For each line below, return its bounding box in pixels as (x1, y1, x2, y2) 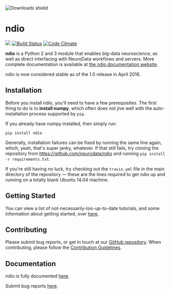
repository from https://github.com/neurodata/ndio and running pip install (5, 150, 165, 156)
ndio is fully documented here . (5, 273, 70, 279)
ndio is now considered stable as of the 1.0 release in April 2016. (5, 71, 141, 77)
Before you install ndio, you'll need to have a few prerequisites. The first (5, 100, 157, 106)
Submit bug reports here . (5, 283, 58, 289)
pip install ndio (5, 130, 42, 135)
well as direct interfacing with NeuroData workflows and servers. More (5, 55, 155, 62)
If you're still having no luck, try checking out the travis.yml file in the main (5, 166, 165, 172)
